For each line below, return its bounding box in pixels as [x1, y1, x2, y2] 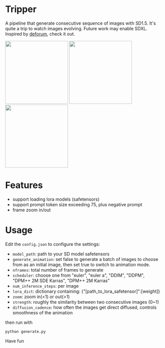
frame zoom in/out [12, 207, 51, 213]
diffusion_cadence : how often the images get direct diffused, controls [12, 304, 157, 310]
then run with [5, 319, 33, 325]
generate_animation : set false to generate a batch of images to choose [12, 256, 158, 262]
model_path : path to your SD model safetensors [12, 250, 110, 257]
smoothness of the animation [12, 309, 73, 315]
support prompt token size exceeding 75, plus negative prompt [12, 201, 142, 207]
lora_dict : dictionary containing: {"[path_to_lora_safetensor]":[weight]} [12, 288, 160, 294]
